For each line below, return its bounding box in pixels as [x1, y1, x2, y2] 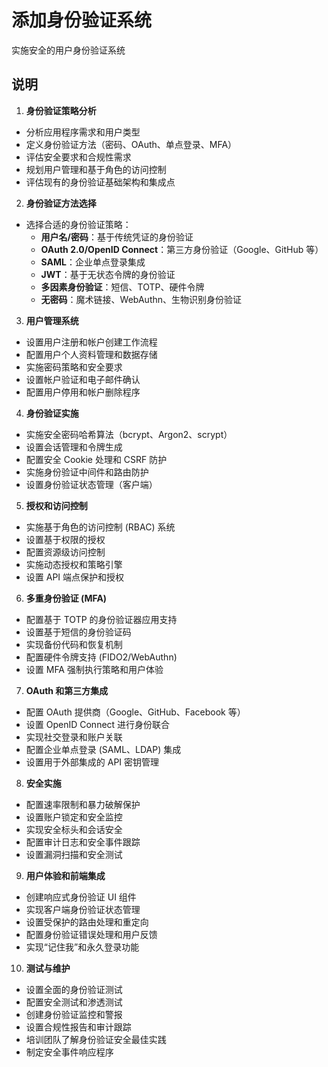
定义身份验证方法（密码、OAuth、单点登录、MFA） [25, 138, 238, 150]
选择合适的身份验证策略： [25, 218, 132, 230]
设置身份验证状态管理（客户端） [25, 478, 158, 490]
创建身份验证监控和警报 [25, 1008, 123, 1020]
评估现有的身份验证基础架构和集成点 [25, 176, 176, 188]
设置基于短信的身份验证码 [25, 626, 132, 638]
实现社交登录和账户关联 [25, 731, 123, 743]
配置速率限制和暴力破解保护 [25, 798, 141, 810]
